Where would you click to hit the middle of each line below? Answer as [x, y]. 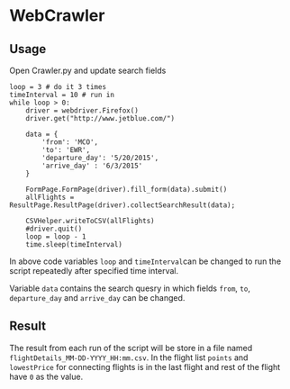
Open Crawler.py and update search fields [88, 70]
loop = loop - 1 [56, 237]
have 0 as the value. [46, 376]
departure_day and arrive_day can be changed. [97, 298]
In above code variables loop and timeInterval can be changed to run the [145, 261]
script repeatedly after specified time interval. [94, 271]
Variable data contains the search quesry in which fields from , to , [130, 288]
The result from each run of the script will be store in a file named [131, 348]
